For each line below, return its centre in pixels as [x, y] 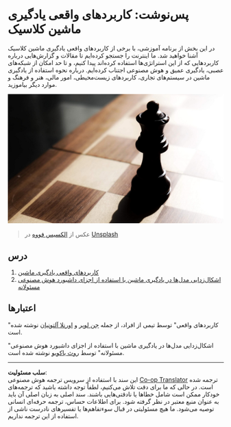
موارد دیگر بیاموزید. [33, 84]
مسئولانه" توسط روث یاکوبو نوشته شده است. [66, 352]
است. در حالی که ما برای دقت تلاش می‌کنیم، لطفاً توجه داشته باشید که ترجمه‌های [111, 387]
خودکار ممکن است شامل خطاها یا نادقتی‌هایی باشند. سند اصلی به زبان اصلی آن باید [114, 394]
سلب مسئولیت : [27, 372]
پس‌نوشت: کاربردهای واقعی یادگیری [98, 15]
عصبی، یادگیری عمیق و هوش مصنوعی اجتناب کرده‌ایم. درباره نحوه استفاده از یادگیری [116, 70]
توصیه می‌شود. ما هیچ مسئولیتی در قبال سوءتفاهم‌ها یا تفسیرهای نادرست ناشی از [111, 409]
